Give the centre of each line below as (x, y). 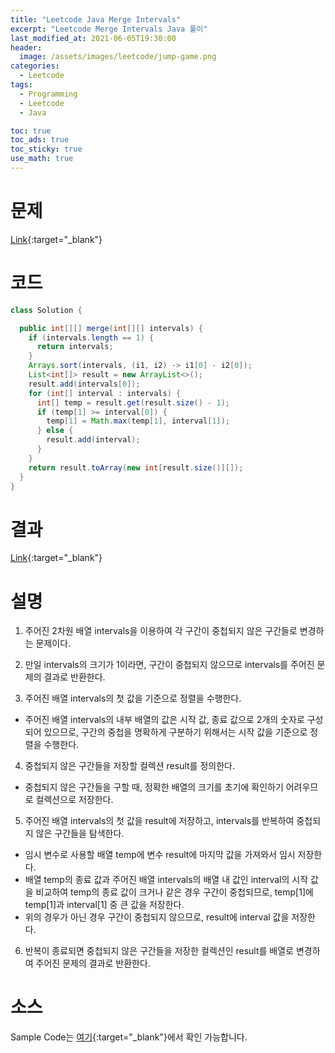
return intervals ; (75, 347)
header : (26, 47)
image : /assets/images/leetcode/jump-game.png (118, 57)
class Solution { (46, 310)
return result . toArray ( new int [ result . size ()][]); (136, 467)
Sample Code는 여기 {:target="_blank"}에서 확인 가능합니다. (129, 1037)
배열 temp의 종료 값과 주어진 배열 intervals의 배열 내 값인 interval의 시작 (166, 880)
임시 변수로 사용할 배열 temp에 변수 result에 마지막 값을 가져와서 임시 (160, 855)
